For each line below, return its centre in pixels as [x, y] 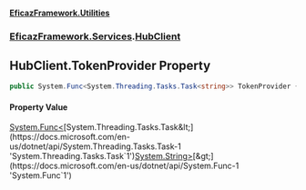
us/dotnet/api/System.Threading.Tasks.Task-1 [96, 146]
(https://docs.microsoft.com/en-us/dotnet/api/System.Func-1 [124, 166]
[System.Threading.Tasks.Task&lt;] [128, 127]
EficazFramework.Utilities [60, 13]
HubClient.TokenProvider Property [110, 65]
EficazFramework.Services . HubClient [95, 36]
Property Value [39, 107]
